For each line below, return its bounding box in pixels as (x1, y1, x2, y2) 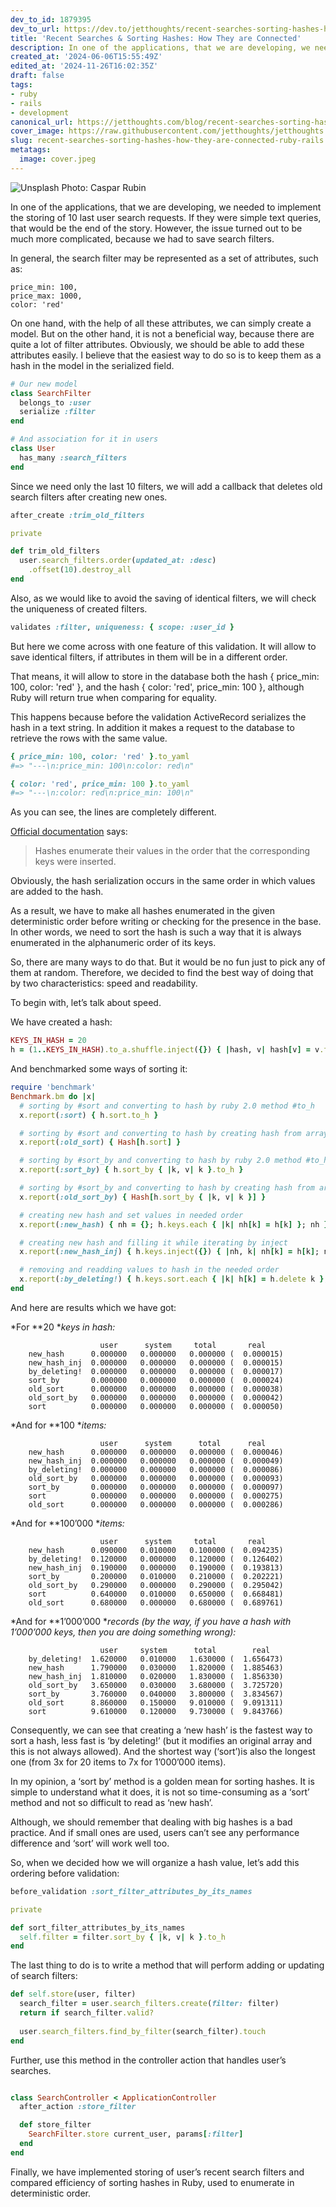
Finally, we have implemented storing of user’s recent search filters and (10, 2166, 305, 2178)
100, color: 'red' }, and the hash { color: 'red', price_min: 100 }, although (10, 681, 305, 693)
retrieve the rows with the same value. (10, 732, 168, 744)
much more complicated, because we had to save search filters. (10, 232, 275, 245)
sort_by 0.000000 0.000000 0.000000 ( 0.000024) (28, 1375, 284, 1385)
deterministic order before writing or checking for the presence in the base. (10, 916, 322, 928)
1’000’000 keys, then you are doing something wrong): (10, 1626, 237, 1638)
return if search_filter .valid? (19, 2008, 155, 2018)
